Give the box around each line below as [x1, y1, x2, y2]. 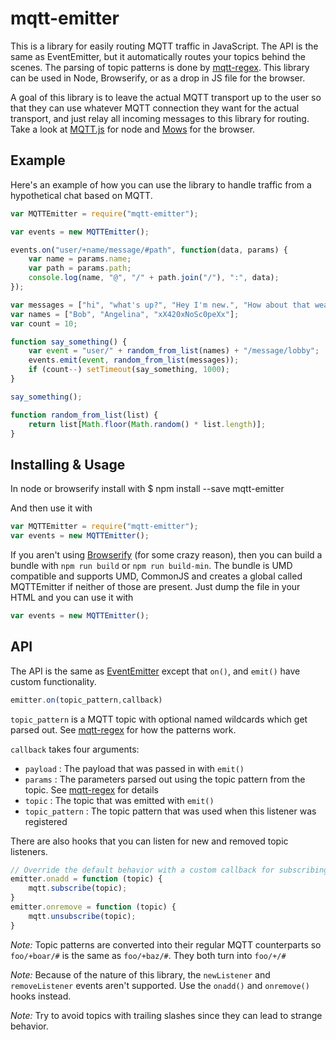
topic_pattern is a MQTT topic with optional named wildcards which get [10, 713, 308, 725]
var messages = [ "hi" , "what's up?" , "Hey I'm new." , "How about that [10, 300, 311, 310]
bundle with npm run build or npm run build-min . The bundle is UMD [10, 559, 293, 571]
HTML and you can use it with [10, 591, 134, 603]
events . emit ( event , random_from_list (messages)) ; [28, 355, 240, 366]
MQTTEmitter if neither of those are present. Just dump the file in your [10, 580, 301, 592]
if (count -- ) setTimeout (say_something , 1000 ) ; [28, 365, 230, 375]
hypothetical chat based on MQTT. [10, 189, 153, 201]
